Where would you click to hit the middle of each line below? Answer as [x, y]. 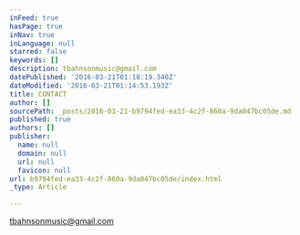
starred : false [38, 52]
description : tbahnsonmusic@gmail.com [83, 69]
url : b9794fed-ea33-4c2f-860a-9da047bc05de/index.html [116, 179]
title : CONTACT [38, 94]
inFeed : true [34, 18]
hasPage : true [36, 26]
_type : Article [38, 188]
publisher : [30, 137]
